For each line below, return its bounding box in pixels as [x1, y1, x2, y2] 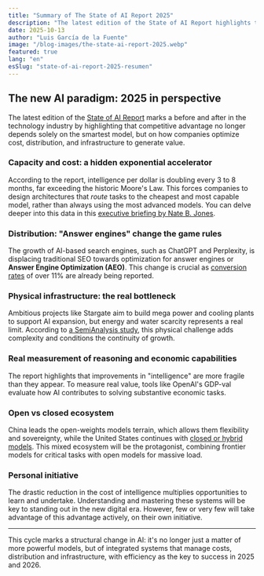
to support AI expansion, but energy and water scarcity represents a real [8, 317, 244, 326]
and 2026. [8, 560, 42, 570]
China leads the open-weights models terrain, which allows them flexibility [8, 425, 249, 435]
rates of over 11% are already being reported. [8, 271, 155, 281]
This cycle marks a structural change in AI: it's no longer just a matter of [8, 535, 241, 545]
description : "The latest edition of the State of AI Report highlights [8, 19, 251, 27]
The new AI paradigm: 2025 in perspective [8, 92, 222, 105]
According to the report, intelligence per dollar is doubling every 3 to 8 [8, 174, 236, 185]
